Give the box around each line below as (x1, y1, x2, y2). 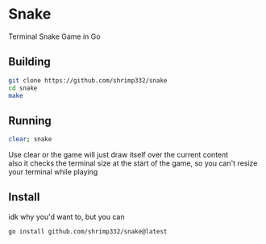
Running (8, 114, 52, 128)
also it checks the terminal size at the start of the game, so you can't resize (8, 158, 258, 168)
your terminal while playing (8, 167, 98, 177)
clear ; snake (8, 135, 52, 144)
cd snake (8, 84, 38, 92)
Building (8, 55, 51, 69)
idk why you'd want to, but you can (8, 212, 125, 221)
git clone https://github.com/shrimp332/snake (8, 76, 168, 85)
